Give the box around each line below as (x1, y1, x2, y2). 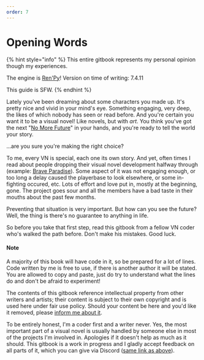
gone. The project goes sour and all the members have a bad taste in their (6, 186, 194, 194)
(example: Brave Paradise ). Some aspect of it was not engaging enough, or (6, 167, 196, 175)
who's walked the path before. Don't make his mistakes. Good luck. (6, 230, 176, 237)
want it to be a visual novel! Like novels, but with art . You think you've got (6, 117, 192, 124)
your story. (6, 130, 34, 138)
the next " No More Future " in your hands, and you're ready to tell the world (6, 124, 195, 131)
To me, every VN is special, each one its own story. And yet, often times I (6, 154, 191, 161)
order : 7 (6, 9, 29, 15)
